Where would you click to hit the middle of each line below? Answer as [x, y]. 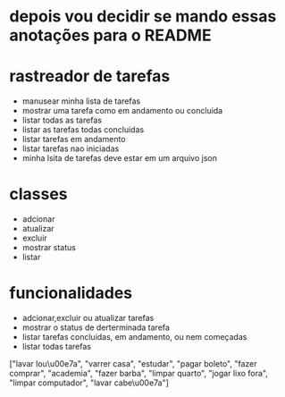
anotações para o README [110, 35]
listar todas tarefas [57, 346]
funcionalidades [71, 293]
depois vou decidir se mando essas [143, 17]
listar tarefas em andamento [74, 139]
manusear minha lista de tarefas [81, 101]
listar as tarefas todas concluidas [83, 130]
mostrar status [49, 248]
